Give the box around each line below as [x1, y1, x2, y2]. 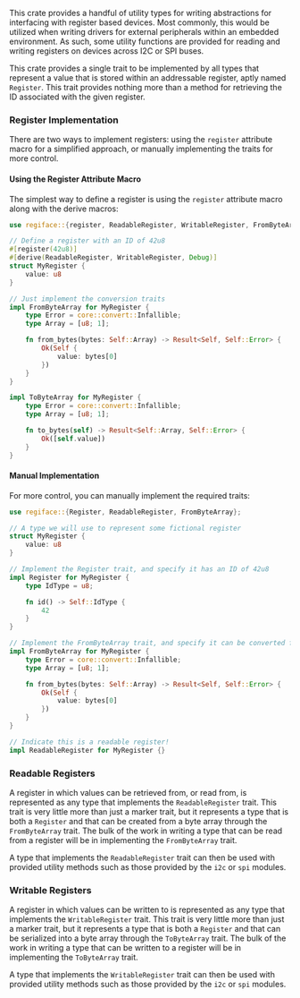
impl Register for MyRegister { [9, 573, 129, 582]
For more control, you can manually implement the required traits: [9, 490, 250, 500]
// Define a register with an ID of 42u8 [9, 236, 166, 245]
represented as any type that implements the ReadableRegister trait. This [9, 797, 277, 807]
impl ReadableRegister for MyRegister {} [9, 746, 166, 755]
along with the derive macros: [9, 203, 119, 214]
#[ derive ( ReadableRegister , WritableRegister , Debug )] [9, 253, 218, 262]
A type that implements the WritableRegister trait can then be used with [9, 969, 275, 980]
